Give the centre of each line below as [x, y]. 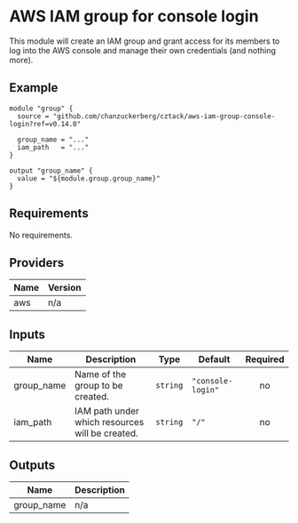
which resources [110, 422]
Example [34, 88]
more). [21, 60]
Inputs [27, 334]
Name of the [101, 374]
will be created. [107, 433]
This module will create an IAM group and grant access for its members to [145, 41]
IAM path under [107, 411]
